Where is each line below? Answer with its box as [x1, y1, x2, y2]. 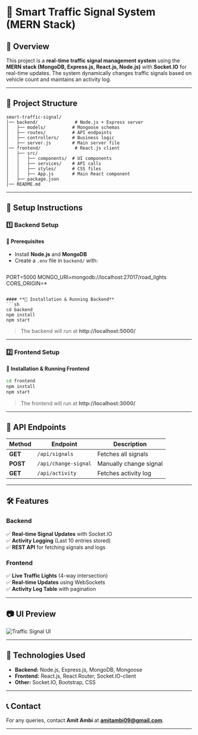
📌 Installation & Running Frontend [6, 365, 90, 372]
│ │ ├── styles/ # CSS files [6, 165, 101, 172]
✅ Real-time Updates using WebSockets [6, 579, 105, 586]
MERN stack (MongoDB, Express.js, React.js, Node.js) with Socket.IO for [6, 63, 187, 70]
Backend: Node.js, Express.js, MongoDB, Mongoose [14, 666, 143, 673]
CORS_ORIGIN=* [6, 280, 48, 287]
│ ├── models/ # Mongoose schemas [6, 124, 120, 130]
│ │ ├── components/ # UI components [6, 155, 112, 161]
